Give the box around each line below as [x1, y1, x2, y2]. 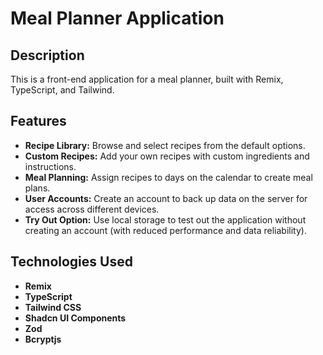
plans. [24, 182, 51, 194]
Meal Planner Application [10, 7, 225, 30]
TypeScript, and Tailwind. [10, 84, 115, 96]
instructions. [24, 160, 77, 172]
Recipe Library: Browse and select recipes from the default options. [24, 139, 306, 151]
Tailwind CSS [24, 301, 82, 313]
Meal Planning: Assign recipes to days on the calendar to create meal [24, 171, 313, 183]
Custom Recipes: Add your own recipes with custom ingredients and [24, 150, 310, 162]
